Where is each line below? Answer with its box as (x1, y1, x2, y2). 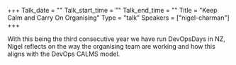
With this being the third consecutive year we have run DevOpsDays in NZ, (7, 35, 225, 43)
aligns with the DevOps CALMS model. (7, 49, 120, 58)
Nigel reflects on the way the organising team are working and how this (7, 42, 216, 50)
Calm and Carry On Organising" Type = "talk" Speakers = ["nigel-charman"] (7, 13, 230, 22)
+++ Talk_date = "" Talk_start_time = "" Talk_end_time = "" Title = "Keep (7, 6, 218, 14)
